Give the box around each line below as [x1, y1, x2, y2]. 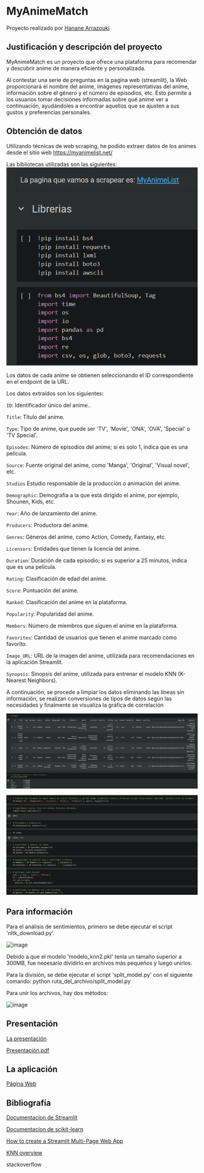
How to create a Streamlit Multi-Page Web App [6, 1137, 123, 1145]
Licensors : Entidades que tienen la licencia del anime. [6, 545, 141, 552]
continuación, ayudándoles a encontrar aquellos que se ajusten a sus [6, 102, 180, 109]
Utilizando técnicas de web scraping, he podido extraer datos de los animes [6, 142, 197, 149]
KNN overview [6, 1149, 42, 1157]
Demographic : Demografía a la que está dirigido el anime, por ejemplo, [6, 492, 180, 499]
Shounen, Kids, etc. [6, 498, 56, 505]
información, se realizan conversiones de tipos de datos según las [6, 695, 172, 702]
